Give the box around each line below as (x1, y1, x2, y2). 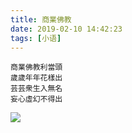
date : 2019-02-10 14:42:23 (10, 24, 123, 34)
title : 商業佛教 (10, 14, 72, 25)
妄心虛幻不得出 (10, 94, 63, 105)
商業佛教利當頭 (10, 62, 63, 73)
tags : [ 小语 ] (10, 33, 62, 43)
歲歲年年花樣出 (10, 73, 63, 83)
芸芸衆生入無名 (10, 84, 63, 94)
